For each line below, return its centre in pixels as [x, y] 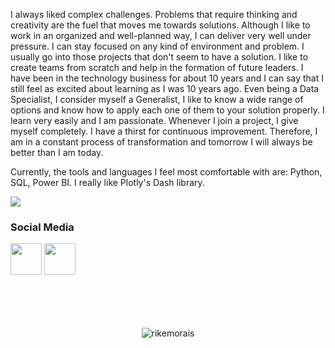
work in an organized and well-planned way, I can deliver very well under [161, 35]
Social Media [42, 227]
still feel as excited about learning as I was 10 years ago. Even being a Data [165, 88]
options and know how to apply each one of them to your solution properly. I [167, 110]
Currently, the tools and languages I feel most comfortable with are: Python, [166, 172]
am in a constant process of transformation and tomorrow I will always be [161, 142]
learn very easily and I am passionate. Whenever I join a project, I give [154, 120]
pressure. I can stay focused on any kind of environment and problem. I [157, 46]
